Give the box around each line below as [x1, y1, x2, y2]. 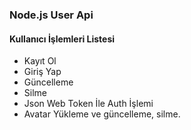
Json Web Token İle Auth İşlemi [23, 98, 154, 110]
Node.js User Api [9, 8, 94, 22]
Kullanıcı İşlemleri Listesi [9, 33, 116, 45]
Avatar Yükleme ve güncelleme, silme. [23, 108, 181, 120]
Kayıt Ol [23, 55, 57, 67]
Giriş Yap [23, 66, 62, 78]
